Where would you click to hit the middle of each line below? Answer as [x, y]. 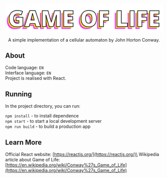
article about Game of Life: [32, 160]
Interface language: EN [28, 73]
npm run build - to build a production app [48, 126]
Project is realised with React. [36, 78]
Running [19, 94]
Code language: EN [24, 68]
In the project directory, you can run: [43, 106]
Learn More [23, 142]
